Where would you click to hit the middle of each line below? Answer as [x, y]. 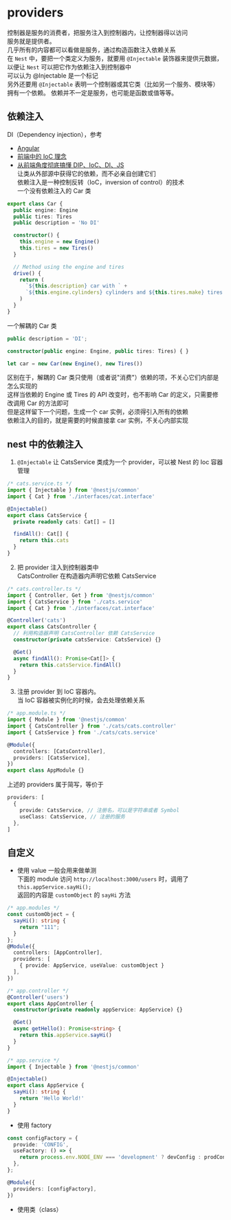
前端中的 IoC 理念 [42, 156]
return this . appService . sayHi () [66, 1035]
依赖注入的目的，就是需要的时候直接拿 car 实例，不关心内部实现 [98, 420]
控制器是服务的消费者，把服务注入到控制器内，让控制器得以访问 [97, 32]
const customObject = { [41, 915]
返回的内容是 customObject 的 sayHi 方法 [74, 895]
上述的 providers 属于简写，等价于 [56, 785]
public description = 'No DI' [56, 223]
